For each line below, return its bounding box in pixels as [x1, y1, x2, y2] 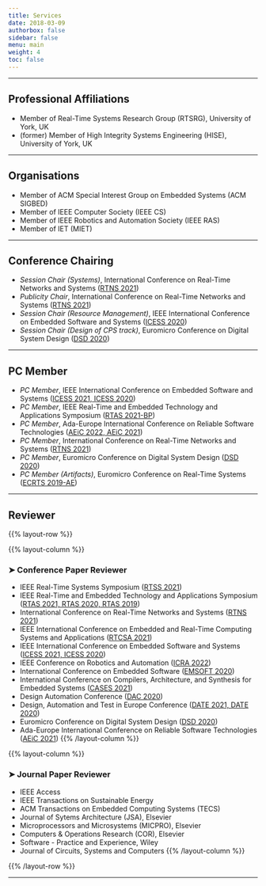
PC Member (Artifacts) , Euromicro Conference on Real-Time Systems [19, 470, 247, 479]
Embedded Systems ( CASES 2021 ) [19, 683, 133, 693]
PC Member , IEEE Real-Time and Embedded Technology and [19, 402, 218, 412]
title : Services [8, 11, 62, 20]
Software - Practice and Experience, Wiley [19, 837, 158, 847]
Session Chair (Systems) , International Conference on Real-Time [19, 275, 231, 285]
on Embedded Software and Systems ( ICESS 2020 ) [19, 318, 188, 327]
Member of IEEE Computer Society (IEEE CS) [19, 207, 166, 216]
